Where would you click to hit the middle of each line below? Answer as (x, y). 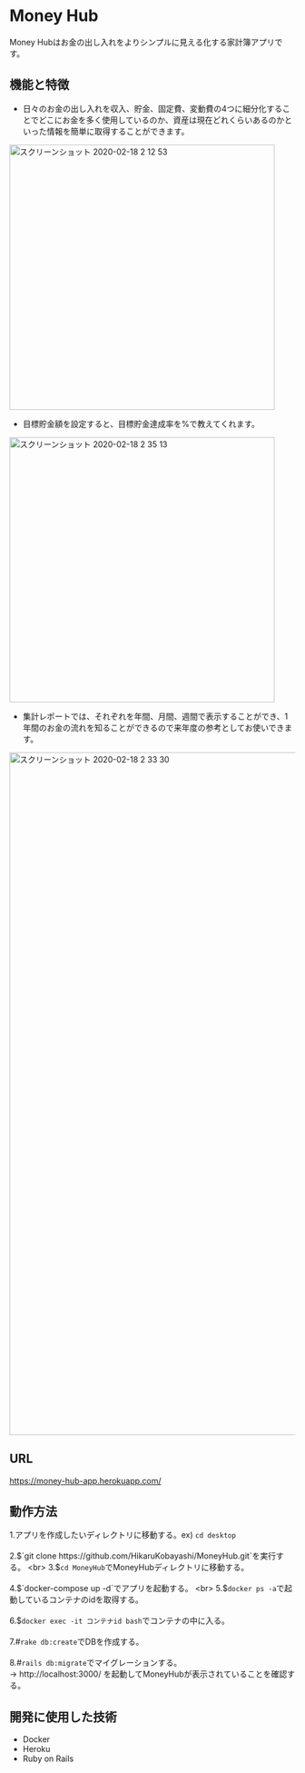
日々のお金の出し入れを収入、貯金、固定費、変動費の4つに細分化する (152, 108)
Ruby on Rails (48, 1758)
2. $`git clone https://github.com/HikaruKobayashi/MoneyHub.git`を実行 (143, 1556)
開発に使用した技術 (63, 1717)
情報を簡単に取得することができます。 (118, 131)
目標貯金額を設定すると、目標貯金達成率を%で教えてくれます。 (141, 423)
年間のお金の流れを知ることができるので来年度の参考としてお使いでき (153, 727)
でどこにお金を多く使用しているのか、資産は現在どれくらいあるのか (157, 120)
